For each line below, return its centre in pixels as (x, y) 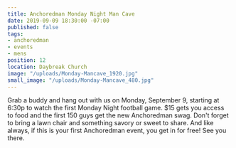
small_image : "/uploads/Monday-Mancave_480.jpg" (81, 80)
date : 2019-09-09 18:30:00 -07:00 (59, 21)
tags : (15, 34)
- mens (17, 54)
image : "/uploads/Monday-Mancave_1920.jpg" (73, 73)
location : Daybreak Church (47, 67)
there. (16, 138)
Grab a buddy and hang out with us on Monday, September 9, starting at (113, 100)
